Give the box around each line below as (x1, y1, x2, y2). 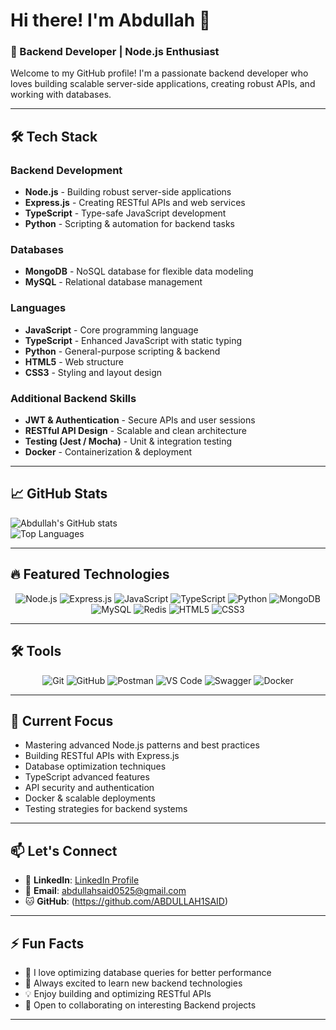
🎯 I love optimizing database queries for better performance (24, 966, 272, 978)
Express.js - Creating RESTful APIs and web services (24, 197, 246, 209)
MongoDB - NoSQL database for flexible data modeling (24, 265, 254, 278)
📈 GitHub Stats (10, 485, 108, 503)
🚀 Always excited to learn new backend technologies (24, 977, 243, 989)
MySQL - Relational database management (24, 276, 203, 288)
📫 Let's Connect (10, 842, 118, 859)
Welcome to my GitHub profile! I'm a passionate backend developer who (10, 67, 309, 79)
